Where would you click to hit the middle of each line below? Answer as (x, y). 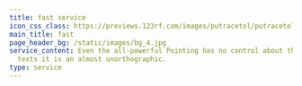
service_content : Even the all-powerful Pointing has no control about (146, 51)
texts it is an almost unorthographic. (92, 59)
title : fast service (48, 17)
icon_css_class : (40, 26)
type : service (36, 68)
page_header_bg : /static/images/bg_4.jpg (88, 43)
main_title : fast (42, 34)
